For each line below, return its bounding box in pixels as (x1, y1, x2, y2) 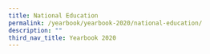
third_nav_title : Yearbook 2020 (8, 33, 116, 42)
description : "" (8, 26, 63, 34)
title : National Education (8, 11, 99, 20)
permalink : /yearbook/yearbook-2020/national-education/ (8, 19, 203, 27)
